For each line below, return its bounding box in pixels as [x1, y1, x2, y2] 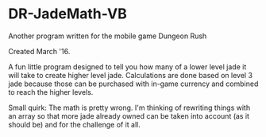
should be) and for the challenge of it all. [8, 119, 141, 129]
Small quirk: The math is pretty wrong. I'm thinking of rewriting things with [8, 103, 251, 112]
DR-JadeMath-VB [8, 5, 127, 23]
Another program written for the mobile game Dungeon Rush [8, 31, 207, 41]
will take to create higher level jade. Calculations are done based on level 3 [8, 70, 253, 80]
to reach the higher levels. [8, 87, 94, 96]
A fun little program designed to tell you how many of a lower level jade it [8, 61, 247, 72]
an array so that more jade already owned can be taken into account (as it [8, 111, 250, 120]
